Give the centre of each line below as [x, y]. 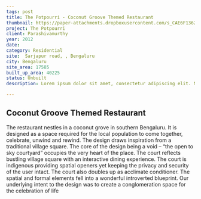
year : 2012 [20, 39]
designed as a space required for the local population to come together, [95, 133]
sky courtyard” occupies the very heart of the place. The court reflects [94, 153]
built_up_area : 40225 [33, 73]
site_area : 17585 [28, 67]
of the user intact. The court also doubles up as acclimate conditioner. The [98, 172]
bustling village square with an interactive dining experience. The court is [96, 159]
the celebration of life [33, 191]
